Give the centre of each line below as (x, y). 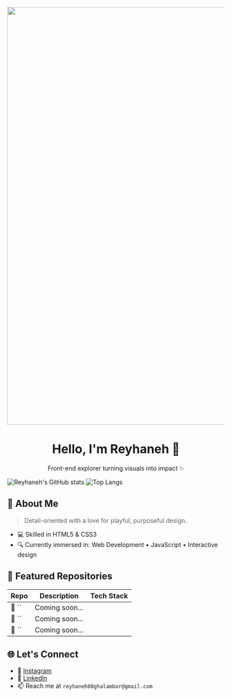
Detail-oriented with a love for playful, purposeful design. (106, 520)
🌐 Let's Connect (43, 654)
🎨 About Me (33, 504)
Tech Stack (109, 595)
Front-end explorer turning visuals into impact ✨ (116, 468)
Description (59, 595)
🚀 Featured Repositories (60, 576)
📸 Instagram (34, 671)
